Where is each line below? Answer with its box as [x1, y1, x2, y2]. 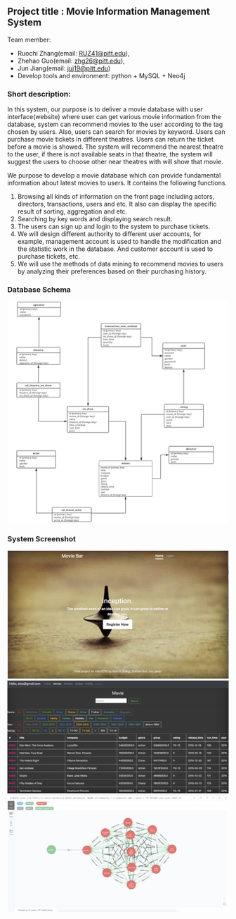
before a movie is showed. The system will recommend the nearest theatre [7, 142, 223, 151]
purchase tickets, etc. [17, 252, 81, 261]
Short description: [7, 89, 72, 99]
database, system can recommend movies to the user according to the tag [7, 120, 223, 129]
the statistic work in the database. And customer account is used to [17, 245, 214, 253]
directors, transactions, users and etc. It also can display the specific [17, 200, 217, 209]
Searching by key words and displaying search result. [17, 215, 173, 223]
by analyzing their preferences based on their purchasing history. [17, 267, 207, 276]
